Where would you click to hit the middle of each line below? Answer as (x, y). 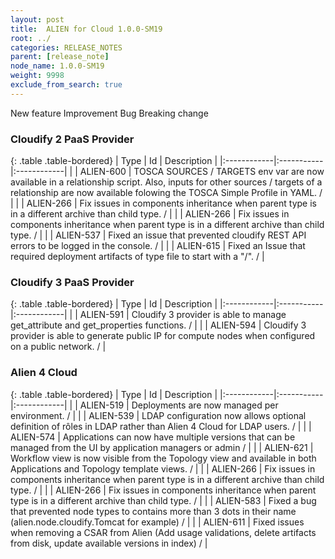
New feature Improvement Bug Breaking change (109, 113)
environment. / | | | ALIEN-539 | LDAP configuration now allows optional (158, 415)
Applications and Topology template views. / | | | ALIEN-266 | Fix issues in (163, 468)
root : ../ (31, 38)
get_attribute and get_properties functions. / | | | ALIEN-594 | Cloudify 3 (158, 325)
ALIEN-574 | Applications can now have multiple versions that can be (153, 437)
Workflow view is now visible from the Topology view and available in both (163, 458)
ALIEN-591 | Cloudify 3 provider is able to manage (183, 315)
